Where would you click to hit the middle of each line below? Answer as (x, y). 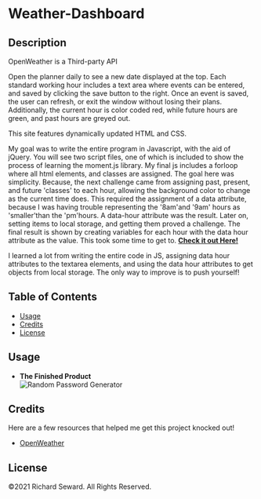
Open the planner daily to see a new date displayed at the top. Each (117, 76)
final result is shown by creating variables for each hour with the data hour (128, 232)
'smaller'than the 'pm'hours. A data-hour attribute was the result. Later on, (129, 215)
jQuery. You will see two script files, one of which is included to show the (126, 157)
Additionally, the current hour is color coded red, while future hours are (123, 110)
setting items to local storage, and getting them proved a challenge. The (124, 224)
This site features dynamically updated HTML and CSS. (97, 133)
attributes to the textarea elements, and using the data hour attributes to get (130, 264)
